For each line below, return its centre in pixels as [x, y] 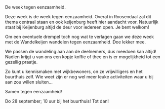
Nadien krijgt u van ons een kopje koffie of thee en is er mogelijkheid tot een [83, 57]
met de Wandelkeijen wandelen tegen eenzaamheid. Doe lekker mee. [76, 42]
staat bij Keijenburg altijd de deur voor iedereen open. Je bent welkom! [77, 27]
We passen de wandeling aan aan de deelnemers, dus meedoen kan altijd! [81, 52]
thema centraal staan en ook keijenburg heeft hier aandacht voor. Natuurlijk [82, 22]
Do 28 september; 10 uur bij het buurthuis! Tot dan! [57, 101]
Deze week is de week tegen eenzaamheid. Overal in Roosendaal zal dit [78, 17]
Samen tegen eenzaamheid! [34, 91]
